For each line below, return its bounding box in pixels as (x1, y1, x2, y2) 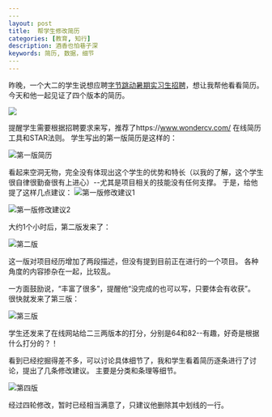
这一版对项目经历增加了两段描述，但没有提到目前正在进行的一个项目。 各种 (8, 256, 259, 266)
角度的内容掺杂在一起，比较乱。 (8, 266, 115, 276)
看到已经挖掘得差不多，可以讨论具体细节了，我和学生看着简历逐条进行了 (8, 355, 249, 365)
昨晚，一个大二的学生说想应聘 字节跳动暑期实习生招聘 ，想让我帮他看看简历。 (8, 80, 264, 90)
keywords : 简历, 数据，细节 (8, 49, 95, 57)
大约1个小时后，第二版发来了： (8, 222, 111, 232)
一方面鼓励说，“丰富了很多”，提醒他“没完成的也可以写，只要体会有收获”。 (8, 283, 255, 293)
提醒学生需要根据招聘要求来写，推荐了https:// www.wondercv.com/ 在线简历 (8, 122, 261, 132)
